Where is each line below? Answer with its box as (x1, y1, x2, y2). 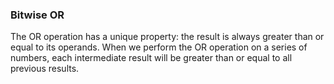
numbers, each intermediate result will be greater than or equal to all (10, 52, 293, 64)
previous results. (10, 63, 80, 75)
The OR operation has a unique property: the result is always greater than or (10, 31, 325, 43)
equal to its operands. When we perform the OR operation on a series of (10, 41, 308, 53)
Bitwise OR (10, 8, 65, 22)
